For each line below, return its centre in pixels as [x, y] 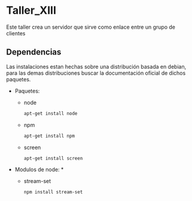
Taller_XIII [31, 10]
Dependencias [34, 52]
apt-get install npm [49, 136]
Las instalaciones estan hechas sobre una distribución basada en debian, [96, 66]
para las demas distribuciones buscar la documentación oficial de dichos [96, 73]
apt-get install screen [53, 158]
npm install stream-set [53, 192]
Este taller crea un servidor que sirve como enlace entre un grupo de [91, 27]
